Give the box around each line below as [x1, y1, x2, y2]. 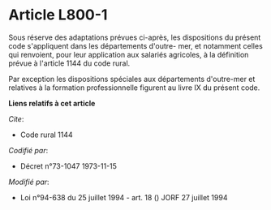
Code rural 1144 [19, 130, 73, 139]
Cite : [8, 114, 24, 123]
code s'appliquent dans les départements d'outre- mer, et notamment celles [8, 41, 264, 50]
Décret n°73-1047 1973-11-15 [19, 161, 118, 171]
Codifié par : [8, 145, 49, 155]
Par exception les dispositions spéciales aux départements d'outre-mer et [8, 74, 256, 84]
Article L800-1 [8, 6, 108, 24]
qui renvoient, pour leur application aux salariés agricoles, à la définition [8, 49, 249, 59]
